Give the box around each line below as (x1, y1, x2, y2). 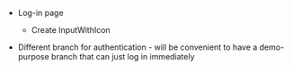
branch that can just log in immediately (50, 51, 195, 61)
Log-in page (17, 8, 65, 18)
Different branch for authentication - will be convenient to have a (17, 42, 258, 52)
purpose (17, 51, 49, 61)
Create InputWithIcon (31, 25, 111, 35)
